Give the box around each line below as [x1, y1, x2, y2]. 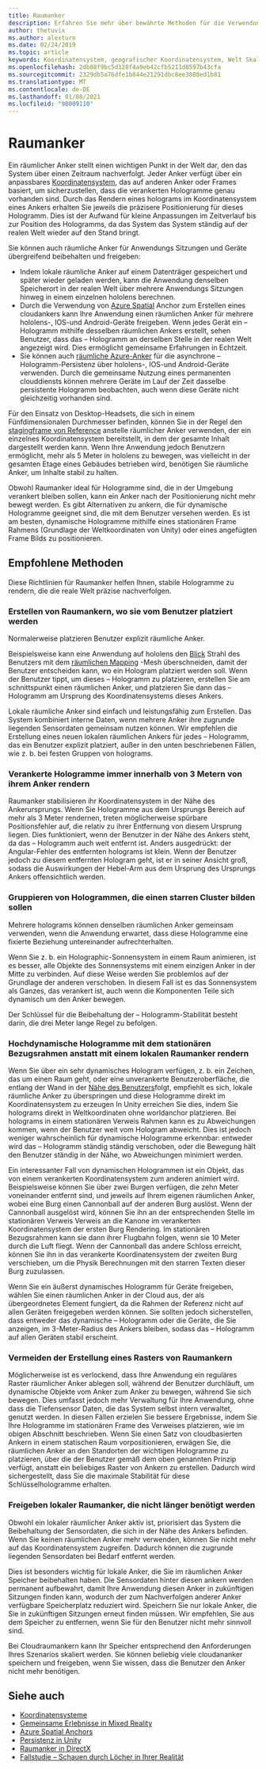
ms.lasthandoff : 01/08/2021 [8, 93, 101, 101]
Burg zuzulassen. [8, 1266, 65, 1277]
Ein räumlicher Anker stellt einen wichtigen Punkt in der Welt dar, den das [8, 160, 248, 170]
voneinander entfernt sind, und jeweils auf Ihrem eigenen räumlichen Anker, [8, 1191, 256, 1200]
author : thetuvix [8, 26, 66, 34]
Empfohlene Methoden [8, 557, 124, 570]
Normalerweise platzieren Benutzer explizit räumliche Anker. [8, 634, 206, 643]
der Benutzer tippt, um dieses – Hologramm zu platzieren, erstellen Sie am [8, 675, 251, 684]
